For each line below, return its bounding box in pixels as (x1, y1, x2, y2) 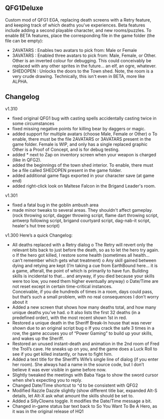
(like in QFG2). (12, 157, 42, 163)
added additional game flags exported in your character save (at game (12, 173, 155, 178)
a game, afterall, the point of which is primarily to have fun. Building (12, 268, 148, 273)
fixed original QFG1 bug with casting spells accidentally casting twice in (12, 115, 157, 121)
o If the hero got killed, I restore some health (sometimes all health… (12, 252, 150, 258)
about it (12, 299, 28, 305)
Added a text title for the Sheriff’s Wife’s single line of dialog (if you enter (12, 356, 159, 362)
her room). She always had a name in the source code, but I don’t (12, 361, 144, 367)
